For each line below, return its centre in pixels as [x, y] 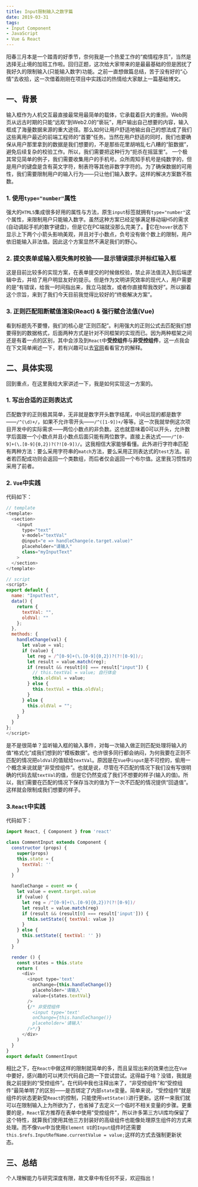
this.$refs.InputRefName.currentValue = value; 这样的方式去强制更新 [91, 1135]
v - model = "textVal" [44, 536]
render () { [26, 957]
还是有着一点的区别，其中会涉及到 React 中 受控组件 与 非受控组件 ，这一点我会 [98, 340]
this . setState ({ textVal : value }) [71, 919]
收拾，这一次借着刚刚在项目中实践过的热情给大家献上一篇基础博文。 [101, 79]
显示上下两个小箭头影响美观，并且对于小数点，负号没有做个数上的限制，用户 [99, 234]
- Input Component [29, 28]
